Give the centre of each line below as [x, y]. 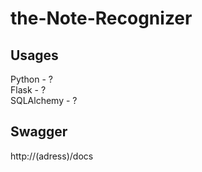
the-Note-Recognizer [101, 18]
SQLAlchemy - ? [44, 100]
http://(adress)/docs [52, 156]
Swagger [39, 132]
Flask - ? [28, 90]
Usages [34, 55]
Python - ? [32, 79]
